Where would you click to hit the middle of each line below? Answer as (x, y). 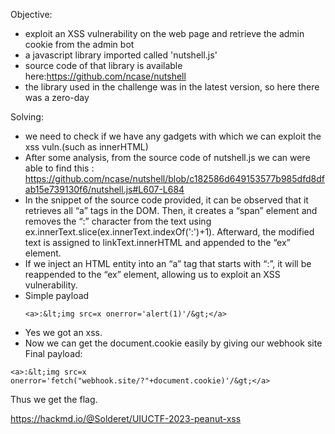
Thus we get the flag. (54, 399)
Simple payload (57, 295)
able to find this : (59, 168)
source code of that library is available (103, 65)
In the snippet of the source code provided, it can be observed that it (166, 200)
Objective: (31, 14)
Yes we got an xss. (63, 332)
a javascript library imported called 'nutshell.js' (121, 55)
